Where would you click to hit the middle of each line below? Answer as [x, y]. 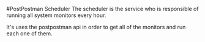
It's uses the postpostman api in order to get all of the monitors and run [96, 27]
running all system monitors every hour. [56, 15]
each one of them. [29, 33]
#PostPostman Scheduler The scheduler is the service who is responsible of [102, 9]
